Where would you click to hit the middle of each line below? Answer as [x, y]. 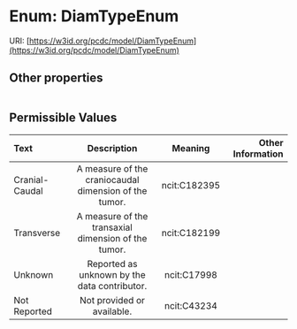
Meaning [191, 148]
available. [112, 311]
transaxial [112, 227]
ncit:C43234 [191, 305]
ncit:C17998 [191, 274]
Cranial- [31, 180]
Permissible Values [63, 118]
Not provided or [112, 300]
